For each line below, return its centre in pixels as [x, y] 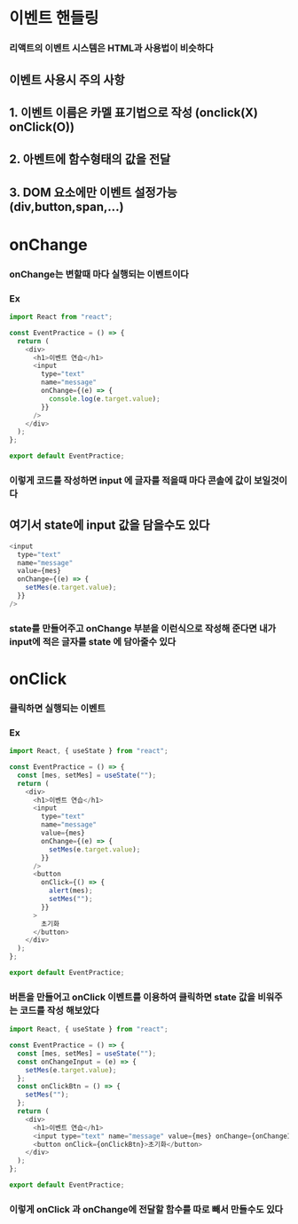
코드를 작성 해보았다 [59, 1010]
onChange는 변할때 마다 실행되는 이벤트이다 [99, 274]
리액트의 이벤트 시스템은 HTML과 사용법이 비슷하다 [112, 48]
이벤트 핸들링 [54, 18]
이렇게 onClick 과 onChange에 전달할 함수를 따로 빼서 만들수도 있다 [146, 1209]
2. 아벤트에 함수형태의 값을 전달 [90, 159]
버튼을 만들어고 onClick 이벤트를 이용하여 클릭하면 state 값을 [132, 997]
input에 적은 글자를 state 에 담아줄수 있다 [93, 641]
